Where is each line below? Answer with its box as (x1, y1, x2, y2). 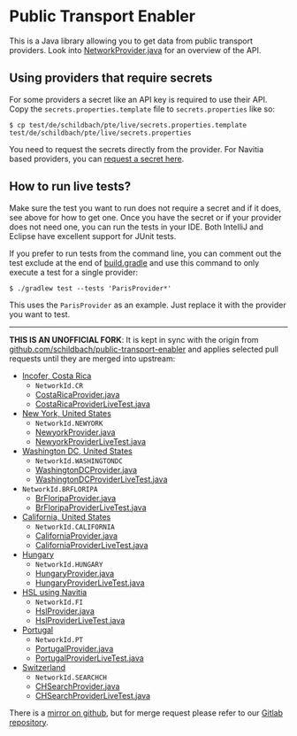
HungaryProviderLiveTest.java (34, 577, 145, 588)
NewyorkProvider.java (34, 427, 116, 438)
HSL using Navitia (21, 586, 88, 597)
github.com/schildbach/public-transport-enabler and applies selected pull (9, 344, 278, 354)
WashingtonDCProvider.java (34, 464, 138, 475)
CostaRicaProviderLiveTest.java (34, 399, 150, 409)
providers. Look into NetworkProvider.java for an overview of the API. (9, 44, 262, 55)
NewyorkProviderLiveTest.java (34, 436, 147, 446)
